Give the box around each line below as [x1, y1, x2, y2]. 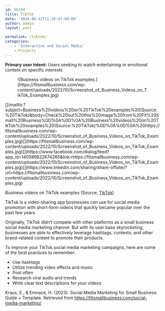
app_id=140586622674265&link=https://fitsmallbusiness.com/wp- [5, 154, 140, 160]
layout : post [5, 26, 32, 31]
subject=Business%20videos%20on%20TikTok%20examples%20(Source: [5, 107, 158, 113]
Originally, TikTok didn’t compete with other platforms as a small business [5, 219, 154, 225]
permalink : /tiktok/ [5, 34, 48, 39]
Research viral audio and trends [12, 275, 77, 280]
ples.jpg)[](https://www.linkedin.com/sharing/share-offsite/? [5, 164, 127, 170]
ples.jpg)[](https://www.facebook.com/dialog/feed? [5, 149, 110, 155]
